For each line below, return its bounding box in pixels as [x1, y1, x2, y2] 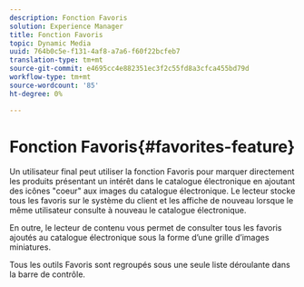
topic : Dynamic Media [9, 38, 92, 48]
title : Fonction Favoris [9, 30, 103, 39]
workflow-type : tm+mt [9, 73, 92, 82]
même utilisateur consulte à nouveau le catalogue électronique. [9, 205, 247, 216]
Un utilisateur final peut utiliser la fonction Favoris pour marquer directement [9, 166, 295, 177]
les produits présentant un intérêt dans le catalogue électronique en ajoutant [9, 176, 296, 187]
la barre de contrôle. [9, 269, 86, 280]
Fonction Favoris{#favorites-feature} [9, 136, 296, 157]
